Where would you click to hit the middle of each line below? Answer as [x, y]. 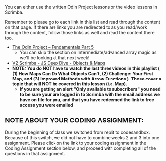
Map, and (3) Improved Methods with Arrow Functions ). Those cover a [87, 79]
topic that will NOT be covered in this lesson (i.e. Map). [70, 84]
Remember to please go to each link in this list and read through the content [83, 22]
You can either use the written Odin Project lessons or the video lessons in [81, 7]
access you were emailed [46, 105]
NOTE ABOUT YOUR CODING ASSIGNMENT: [74, 121]
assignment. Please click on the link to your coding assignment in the [76, 143]
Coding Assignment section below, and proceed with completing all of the [81, 148]
